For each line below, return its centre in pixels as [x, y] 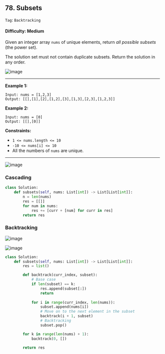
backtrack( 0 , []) [49, 339]
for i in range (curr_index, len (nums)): [73, 302]
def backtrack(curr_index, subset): [60, 275]
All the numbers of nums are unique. [48, 151]
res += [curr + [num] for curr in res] [72, 210]
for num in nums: [40, 206]
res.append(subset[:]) [63, 289]
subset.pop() [54, 325]
